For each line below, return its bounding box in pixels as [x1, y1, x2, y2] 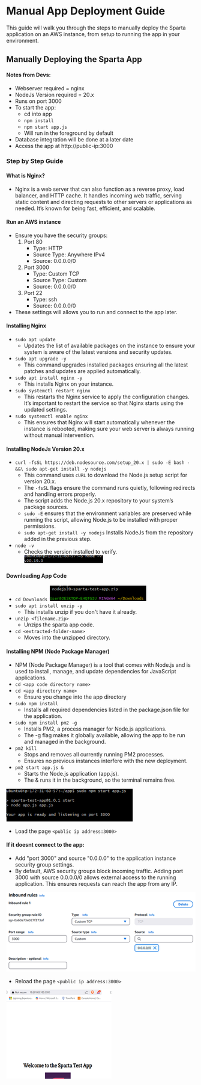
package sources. [23, 504, 69, 511]
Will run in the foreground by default [23, 129, 114, 137]
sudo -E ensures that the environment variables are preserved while [23, 510, 192, 517]
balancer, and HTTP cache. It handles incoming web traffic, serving [14, 191, 182, 199]
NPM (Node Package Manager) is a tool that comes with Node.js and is [14, 661, 191, 669]
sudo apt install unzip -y [14, 603, 83, 609]
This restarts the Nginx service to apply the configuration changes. [23, 393, 190, 401]
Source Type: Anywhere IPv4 [32, 251, 106, 258]
